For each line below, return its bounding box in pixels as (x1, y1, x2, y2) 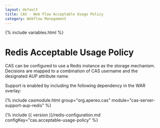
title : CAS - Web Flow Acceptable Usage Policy (5, 12, 104, 17)
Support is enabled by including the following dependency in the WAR (5, 83, 145, 88)
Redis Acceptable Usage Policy (5, 47, 134, 58)
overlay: (5, 88, 21, 94)
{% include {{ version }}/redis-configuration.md (5, 112, 101, 118)
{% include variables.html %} (5, 30, 64, 36)
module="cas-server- (111, 97, 155, 103)
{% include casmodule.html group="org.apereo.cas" (5, 97, 111, 103)
